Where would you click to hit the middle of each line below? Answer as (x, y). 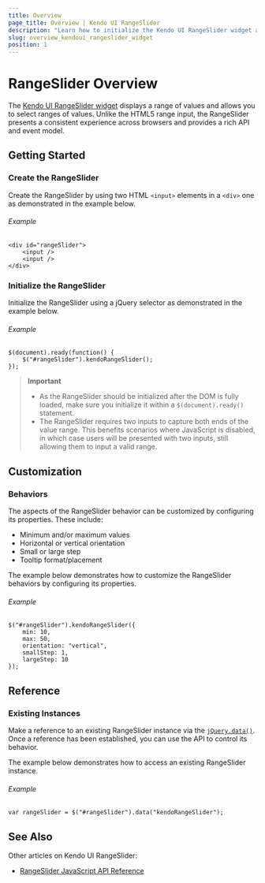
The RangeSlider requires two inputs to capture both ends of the (144, 422)
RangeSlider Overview (83, 84)
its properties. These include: (56, 520)
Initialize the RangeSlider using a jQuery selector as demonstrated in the (125, 303)
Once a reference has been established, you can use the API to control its (128, 739)
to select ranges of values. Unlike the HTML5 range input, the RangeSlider (129, 114)
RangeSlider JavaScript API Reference (82, 871)
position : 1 (28, 45)
